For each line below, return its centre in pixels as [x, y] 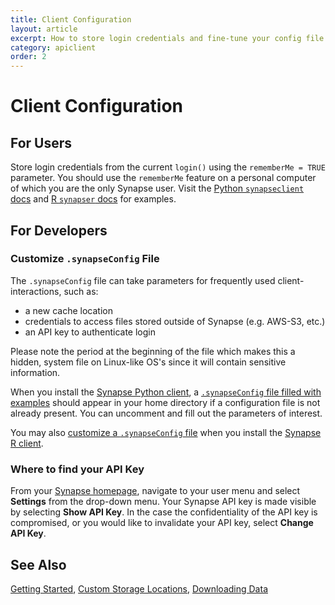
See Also [38, 564]
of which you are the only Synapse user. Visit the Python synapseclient [157, 188]
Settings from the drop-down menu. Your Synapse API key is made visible [163, 502]
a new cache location [68, 310]
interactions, [36, 291]
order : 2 [28, 57]
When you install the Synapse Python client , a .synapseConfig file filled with [166, 392]
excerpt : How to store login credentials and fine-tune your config [156, 38]
